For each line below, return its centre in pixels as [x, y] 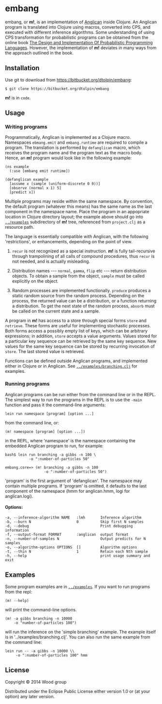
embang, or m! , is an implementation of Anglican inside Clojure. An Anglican [81, 22]
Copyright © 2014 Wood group [36, 682]
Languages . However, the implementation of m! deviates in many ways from [81, 48]
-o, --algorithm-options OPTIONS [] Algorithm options [71, 547]
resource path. [20, 227]
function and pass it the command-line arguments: [55, 405]
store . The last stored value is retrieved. [45, 352]
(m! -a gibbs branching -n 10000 [39, 619]
